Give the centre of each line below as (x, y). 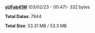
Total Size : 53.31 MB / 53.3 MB (36, 26)
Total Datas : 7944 (23, 16)
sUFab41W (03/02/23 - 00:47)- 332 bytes (47, 7)
